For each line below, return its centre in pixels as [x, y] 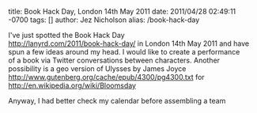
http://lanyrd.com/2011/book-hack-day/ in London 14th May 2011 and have [129, 43]
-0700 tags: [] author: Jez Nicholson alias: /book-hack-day [104, 20]
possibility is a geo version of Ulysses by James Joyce [97, 69]
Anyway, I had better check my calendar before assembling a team [117, 101]
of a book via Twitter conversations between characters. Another [114, 60]
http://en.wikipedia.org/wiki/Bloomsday [72, 85]
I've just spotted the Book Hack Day [66, 35]
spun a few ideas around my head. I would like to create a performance [124, 52]
